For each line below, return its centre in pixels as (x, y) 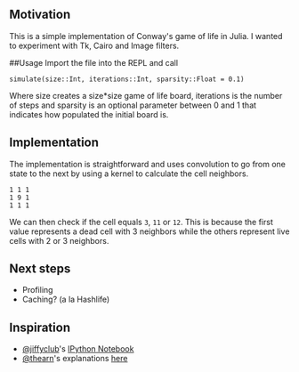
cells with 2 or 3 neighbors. (59, 240)
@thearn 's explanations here (75, 359)
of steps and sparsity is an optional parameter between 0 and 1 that (133, 105)
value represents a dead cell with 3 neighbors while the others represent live (149, 231)
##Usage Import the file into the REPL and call (94, 62)
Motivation (40, 15)
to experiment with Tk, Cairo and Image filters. (94, 45)
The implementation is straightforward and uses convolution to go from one (148, 164)
